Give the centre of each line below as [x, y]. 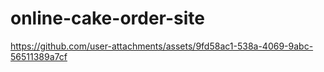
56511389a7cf [39, 56]
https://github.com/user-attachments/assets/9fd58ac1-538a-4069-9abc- [162, 46]
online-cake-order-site [108, 18]
